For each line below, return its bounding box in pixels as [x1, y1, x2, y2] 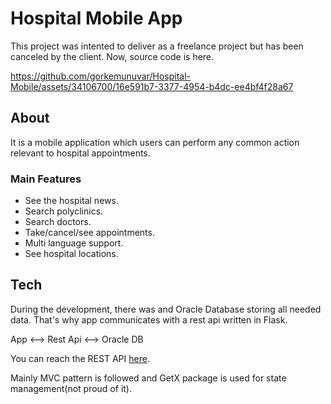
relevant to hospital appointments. [10, 147, 151, 159]
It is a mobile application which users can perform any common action [10, 136, 300, 148]
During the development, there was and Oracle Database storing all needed [10, 303, 322, 315]
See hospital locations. [24, 248, 119, 260]
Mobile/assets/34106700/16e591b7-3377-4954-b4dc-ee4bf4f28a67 [10, 80, 294, 92]
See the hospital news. [24, 195, 119, 207]
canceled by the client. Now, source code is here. [10, 50, 215, 62]
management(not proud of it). [10, 382, 132, 394]
